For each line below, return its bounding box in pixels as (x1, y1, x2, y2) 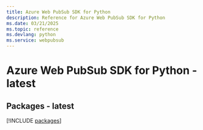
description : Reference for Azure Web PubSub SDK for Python (6, 15, 166, 21)
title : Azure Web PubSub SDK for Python (6, 9, 111, 15)
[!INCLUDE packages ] (6, 117, 62, 124)
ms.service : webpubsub (6, 37, 64, 43)
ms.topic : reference (6, 26, 59, 32)
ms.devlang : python (6, 32, 56, 38)
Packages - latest (6, 101, 75, 111)
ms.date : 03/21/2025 (6, 20, 59, 26)
